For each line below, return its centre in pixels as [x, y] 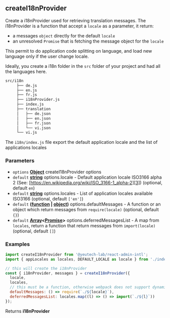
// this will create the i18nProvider [46, 268]
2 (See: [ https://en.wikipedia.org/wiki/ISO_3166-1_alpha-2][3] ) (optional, [88, 182]
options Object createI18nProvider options [57, 172]
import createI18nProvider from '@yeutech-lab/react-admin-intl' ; [77, 254]
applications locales [26, 148]
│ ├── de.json [34, 113]
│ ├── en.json [34, 118]
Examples [18, 244]
